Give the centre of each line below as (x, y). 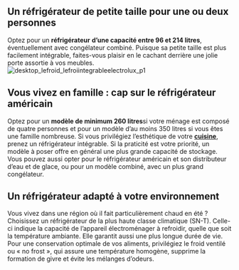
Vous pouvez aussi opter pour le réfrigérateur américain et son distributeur (117, 159)
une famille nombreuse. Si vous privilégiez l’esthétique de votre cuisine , (113, 136)
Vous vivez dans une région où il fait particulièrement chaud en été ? (108, 214)
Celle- (222, 221)
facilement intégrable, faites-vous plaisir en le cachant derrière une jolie (113, 55)
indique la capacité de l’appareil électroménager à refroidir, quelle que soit (123, 229)
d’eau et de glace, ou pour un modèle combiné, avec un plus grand (106, 166)
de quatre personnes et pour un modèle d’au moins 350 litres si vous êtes (115, 128)
